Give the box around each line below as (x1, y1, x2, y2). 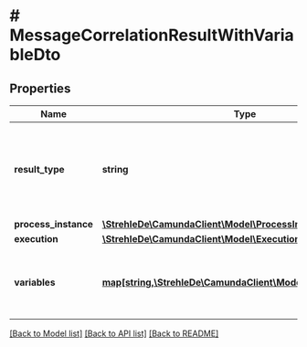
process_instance (14, 218, 94, 230)
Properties (9, 80, 71, 96)
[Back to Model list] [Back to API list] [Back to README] (9, 328, 219, 339)
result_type (14, 163, 66, 175)
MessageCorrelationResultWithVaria (9, 25, 294, 46)
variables (14, 276, 56, 289)
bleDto (9, 45, 61, 65)
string (101, 163, 129, 175)
